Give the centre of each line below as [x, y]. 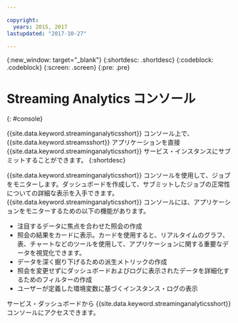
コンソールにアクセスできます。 [53, 313]
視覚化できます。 [61, 253]
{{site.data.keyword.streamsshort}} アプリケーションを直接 [94, 143]
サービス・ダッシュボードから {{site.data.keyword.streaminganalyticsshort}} [119, 304]
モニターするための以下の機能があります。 [88, 211]
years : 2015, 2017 [41, 27]
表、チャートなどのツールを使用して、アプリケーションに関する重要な [120, 244]
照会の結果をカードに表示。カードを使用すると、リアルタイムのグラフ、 [123, 235]
